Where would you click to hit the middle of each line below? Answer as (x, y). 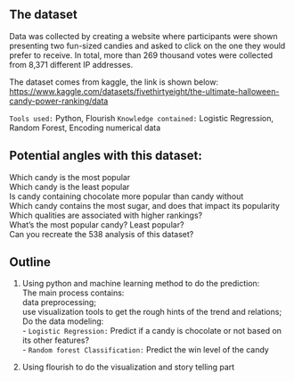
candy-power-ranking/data (59, 101)
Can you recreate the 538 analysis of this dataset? (102, 234)
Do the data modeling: (63, 321)
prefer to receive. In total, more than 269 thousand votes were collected (141, 55)
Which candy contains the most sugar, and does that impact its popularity (145, 205)
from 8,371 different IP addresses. (71, 64)
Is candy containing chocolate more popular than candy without (127, 196)
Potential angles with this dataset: (106, 156)
